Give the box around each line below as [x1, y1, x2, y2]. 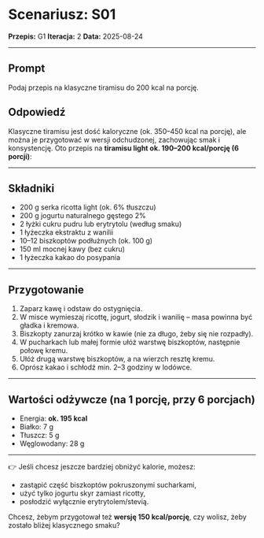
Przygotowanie [8, 283, 84, 296]
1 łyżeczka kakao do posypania [19, 253, 121, 262]
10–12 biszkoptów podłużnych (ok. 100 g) [19, 236, 153, 246]
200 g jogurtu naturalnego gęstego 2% [19, 211, 147, 221]
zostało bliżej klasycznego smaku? [8, 521, 120, 529]
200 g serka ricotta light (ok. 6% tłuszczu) [19, 202, 156, 212]
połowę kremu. [19, 346, 68, 355]
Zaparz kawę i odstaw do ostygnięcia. [19, 304, 143, 314]
